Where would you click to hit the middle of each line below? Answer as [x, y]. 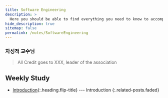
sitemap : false [21, 28]
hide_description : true [30, 24]
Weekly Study [27, 78]
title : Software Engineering [35, 10]
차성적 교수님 [20, 51]
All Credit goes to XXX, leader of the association [67, 62]
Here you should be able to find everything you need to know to [79, 19]
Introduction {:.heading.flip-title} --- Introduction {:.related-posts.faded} [86, 90]
